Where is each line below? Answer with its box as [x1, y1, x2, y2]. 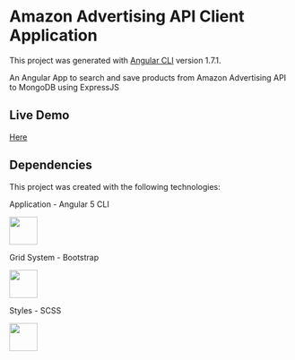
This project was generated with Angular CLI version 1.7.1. [9, 55, 221, 65]
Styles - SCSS [9, 304, 62, 315]
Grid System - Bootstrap [9, 252, 100, 262]
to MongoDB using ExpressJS [9, 81, 119, 92]
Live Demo [9, 107, 70, 123]
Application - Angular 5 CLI [9, 199, 109, 210]
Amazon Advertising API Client [9, 6, 245, 27]
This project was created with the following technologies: [9, 181, 221, 192]
